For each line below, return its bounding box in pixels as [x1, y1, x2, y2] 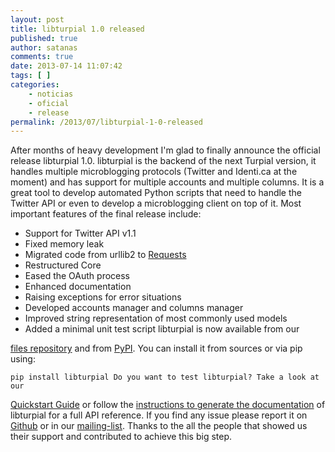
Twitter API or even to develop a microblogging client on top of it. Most [10, 197, 302, 210]
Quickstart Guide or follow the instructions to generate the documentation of [10, 399, 326, 411]
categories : [10, 80, 60, 90]
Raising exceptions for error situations [24, 291, 182, 303]
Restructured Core [24, 259, 102, 271]
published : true [10, 33, 78, 43]
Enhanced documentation [24, 281, 132, 293]
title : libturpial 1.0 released [10, 24, 145, 34]
